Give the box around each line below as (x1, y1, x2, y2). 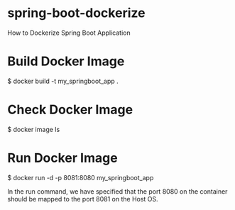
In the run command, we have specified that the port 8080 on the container (7, 187, 228, 196)
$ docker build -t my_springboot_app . (7, 77, 119, 85)
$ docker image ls (7, 125, 60, 133)
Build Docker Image (7, 53, 125, 70)
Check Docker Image (7, 101, 133, 118)
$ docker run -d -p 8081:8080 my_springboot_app (7, 173, 154, 182)
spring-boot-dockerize (7, 5, 146, 21)
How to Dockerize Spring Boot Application (7, 28, 131, 37)
